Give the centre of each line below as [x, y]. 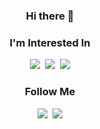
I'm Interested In [50, 42]
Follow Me [50, 92]
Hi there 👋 [50, 16]
